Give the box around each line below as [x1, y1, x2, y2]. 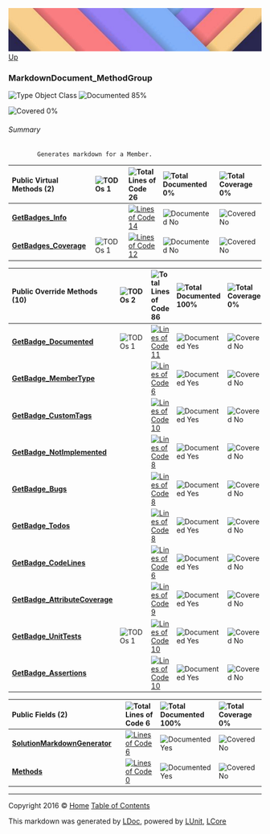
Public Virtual [11, 175, 59, 185]
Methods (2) [11, 183, 55, 193]
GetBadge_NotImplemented [11, 447, 107, 457]
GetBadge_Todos [11, 521, 71, 531]
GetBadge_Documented [11, 337, 94, 347]
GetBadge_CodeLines [11, 557, 86, 567]
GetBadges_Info [11, 213, 67, 223]
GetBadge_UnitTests [11, 631, 82, 641]
